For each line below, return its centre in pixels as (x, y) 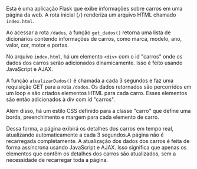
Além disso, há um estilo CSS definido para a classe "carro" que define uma (98, 111)
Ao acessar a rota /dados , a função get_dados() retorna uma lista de (88, 32)
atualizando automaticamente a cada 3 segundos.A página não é (85, 135)
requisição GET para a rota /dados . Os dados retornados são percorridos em (99, 87)
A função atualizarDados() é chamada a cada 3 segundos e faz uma (90, 80)
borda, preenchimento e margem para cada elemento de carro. (83, 117)
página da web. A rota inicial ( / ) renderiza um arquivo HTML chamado (91, 15)
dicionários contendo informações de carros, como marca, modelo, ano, (94, 39)
